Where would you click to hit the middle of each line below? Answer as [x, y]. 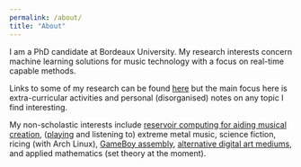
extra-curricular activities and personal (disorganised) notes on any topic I [147, 97]
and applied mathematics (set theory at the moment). [108, 153]
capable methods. [43, 70]
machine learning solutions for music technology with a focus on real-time [147, 61]
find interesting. [39, 107]
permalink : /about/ [46, 18]
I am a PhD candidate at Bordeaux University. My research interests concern [151, 51]
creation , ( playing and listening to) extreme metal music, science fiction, [143, 134]
